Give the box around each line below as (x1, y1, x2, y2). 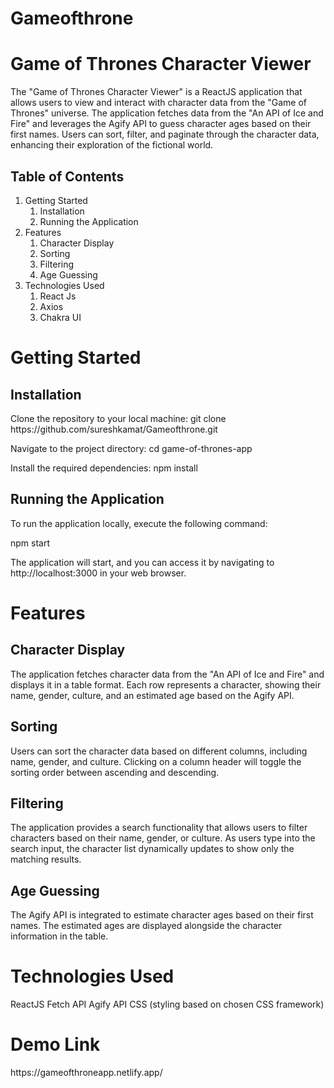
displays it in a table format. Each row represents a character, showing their (10, 678, 322, 691)
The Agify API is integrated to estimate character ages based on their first (10, 909, 314, 921)
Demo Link (10, 1033, 101, 1056)
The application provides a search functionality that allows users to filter (10, 822, 308, 834)
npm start (10, 537, 51, 549)
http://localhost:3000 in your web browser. (10, 567, 187, 579)
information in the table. (10, 930, 109, 942)
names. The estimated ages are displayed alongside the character (10, 920, 283, 932)
